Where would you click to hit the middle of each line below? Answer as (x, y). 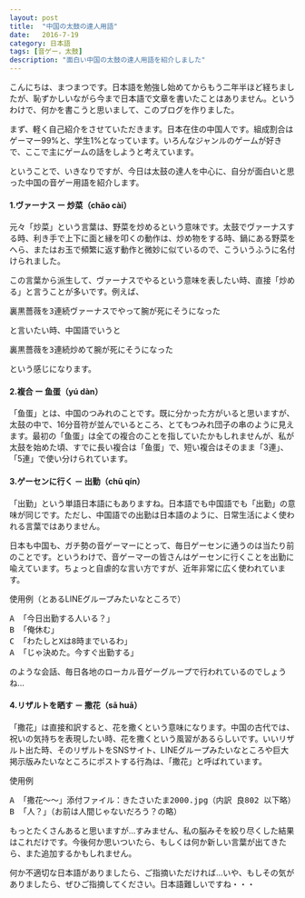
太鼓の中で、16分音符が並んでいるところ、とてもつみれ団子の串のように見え (152, 424)
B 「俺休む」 (34, 629)
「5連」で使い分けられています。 (71, 459)
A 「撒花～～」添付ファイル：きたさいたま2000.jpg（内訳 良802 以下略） (153, 800)
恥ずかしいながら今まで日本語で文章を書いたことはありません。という (164, 98)
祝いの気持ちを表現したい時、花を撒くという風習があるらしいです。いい (144, 738)
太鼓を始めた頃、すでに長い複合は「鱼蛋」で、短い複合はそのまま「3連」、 (149, 447)
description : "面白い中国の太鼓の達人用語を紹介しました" (108, 60)
